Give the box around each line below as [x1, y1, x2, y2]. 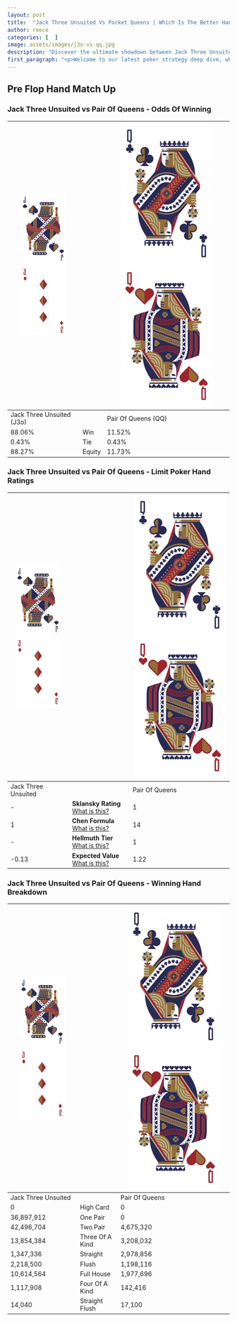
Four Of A [80, 1280, 108, 1288]
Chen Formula [71, 817, 115, 825]
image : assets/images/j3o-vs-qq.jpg [7, 41, 115, 49]
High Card [80, 1203, 109, 1212]
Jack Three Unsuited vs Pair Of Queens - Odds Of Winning [7, 105, 212, 114]
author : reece [7, 26, 49, 33]
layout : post [7, 11, 46, 18]
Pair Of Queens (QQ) [107, 414, 167, 423]
